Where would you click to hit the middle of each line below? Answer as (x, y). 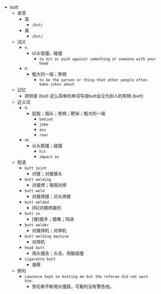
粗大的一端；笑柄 (49, 74)
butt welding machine (47, 236)
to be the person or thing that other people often (93, 80)
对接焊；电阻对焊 (49, 185)
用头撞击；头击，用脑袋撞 (58, 253)
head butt (34, 248)
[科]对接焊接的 (47, 208)
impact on (49, 157)
